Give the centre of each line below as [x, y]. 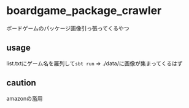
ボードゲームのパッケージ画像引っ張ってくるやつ [68, 28]
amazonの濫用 [25, 98]
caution [21, 83]
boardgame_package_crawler [84, 11]
